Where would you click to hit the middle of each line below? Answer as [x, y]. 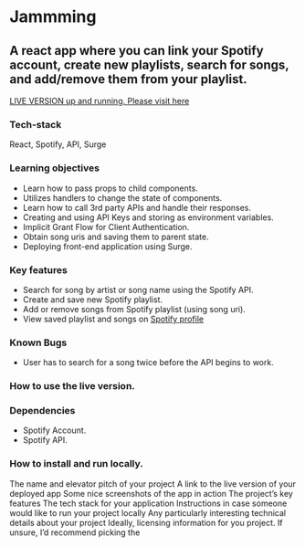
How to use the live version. [72, 386]
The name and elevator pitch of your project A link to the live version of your [153, 484]
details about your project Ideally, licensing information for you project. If [146, 522]
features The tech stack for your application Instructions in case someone [148, 503]
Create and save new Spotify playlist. [92, 300]
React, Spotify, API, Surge [58, 144]
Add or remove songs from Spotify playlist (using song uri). [134, 309]
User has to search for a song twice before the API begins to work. [148, 363]
